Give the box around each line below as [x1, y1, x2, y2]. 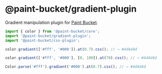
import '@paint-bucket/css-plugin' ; [5, 38, 80, 43]
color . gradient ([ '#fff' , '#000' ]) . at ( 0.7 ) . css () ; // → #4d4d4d [5, 47, 137, 52]
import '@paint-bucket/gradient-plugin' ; [5, 33, 91, 38]
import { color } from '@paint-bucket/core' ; [5, 29, 100, 34]
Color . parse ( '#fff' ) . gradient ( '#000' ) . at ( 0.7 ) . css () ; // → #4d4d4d [5, 64, 146, 69]
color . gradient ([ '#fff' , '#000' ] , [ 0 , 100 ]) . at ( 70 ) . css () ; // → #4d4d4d [5, 55, 157, 60]
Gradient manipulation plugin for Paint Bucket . [5, 19, 98, 25]
